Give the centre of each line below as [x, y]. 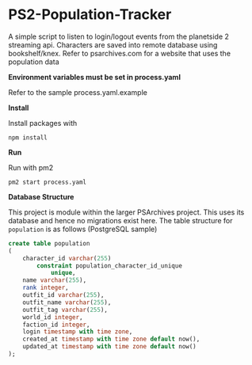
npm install [28, 137]
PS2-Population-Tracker [90, 15]
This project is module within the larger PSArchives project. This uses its [126, 212]
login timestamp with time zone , [78, 332]
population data [34, 62]
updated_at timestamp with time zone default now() [109, 347]
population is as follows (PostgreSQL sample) [83, 229]
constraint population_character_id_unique [109, 266]
